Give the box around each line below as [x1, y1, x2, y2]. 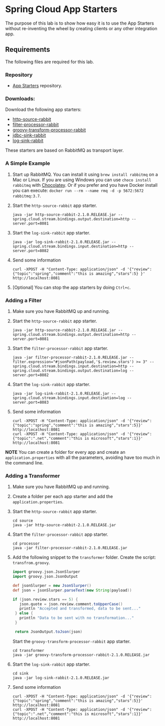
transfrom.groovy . [12, 560, 50, 566]
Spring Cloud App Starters [5, 4, 118, 15]
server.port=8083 [12, 400, 49, 405]
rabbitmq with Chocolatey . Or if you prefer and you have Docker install [12, 182, 158, 188]
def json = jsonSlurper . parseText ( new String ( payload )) [12, 587, 132, 593]
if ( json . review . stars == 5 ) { [12, 596, 78, 602]
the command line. [5, 459, 44, 465]
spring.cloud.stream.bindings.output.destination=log [12, 368, 127, 373]
